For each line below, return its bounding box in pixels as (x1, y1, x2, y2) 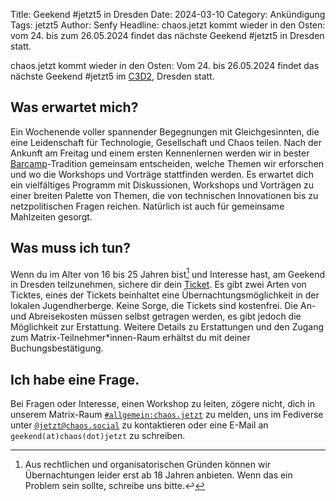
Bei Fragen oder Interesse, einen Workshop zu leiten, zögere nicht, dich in (10, 398, 315, 410)
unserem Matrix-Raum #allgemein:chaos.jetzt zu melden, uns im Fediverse (10, 409, 324, 421)
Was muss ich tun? (10, 240, 131, 257)
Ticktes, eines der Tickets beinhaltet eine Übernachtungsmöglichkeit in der (10, 289, 320, 301)
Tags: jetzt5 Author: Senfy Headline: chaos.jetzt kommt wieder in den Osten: (10, 19, 326, 31)
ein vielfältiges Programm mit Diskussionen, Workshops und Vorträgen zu (10, 179, 315, 191)
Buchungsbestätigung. (10, 342, 104, 354)
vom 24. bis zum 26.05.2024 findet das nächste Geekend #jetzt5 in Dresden (10, 30, 325, 41)
